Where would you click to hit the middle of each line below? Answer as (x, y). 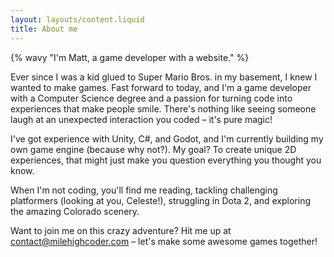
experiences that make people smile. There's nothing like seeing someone (163, 108)
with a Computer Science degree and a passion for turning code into (151, 98)
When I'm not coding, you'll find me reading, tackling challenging (144, 190)
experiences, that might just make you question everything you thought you (166, 160)
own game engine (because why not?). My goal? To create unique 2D (153, 149)
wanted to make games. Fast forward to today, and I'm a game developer (161, 87)
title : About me (44, 29)
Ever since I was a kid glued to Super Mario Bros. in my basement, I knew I (164, 77)
